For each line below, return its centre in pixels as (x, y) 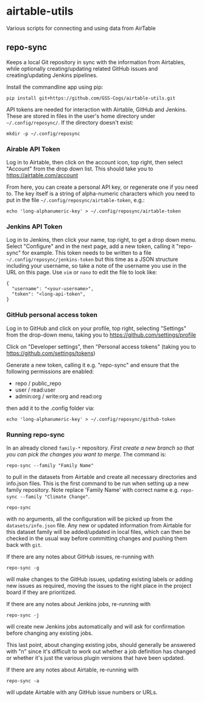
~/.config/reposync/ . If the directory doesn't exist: (70, 122)
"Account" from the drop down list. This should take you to (80, 169)
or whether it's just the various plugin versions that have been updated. (96, 657)
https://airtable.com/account (42, 175)
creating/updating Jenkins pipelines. (52, 75)
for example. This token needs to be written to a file (87, 253)
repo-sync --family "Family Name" (50, 466)
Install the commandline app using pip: (55, 87)
